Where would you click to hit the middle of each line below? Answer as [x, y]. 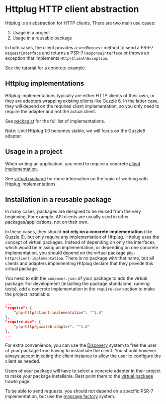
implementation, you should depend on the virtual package [65, 253]
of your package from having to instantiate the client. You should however [81, 351]
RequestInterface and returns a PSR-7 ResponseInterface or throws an [77, 53]
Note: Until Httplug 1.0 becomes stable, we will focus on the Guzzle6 [75, 131]
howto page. [18, 382]
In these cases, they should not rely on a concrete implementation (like [79, 232]
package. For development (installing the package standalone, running [78, 284]
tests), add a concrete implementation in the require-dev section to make [80, 289]
